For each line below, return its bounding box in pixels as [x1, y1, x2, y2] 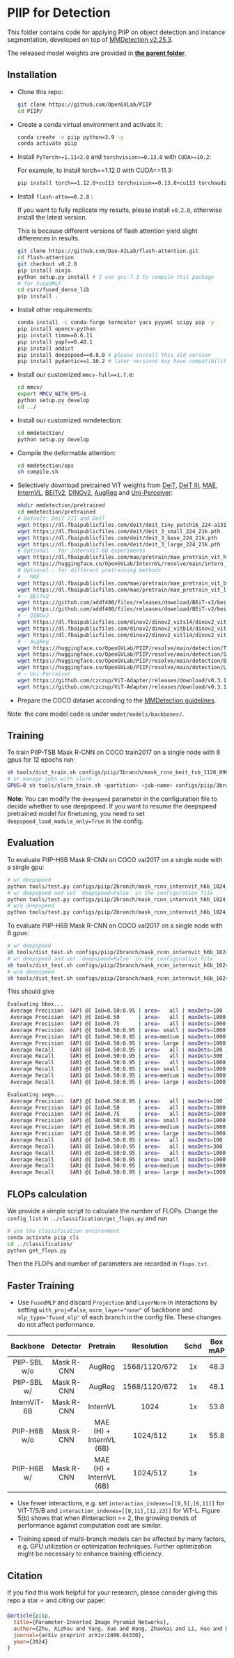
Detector [51, 1342, 81, 1351]
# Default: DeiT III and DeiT [17, 515, 106, 522]
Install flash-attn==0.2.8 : [17, 192, 93, 201]
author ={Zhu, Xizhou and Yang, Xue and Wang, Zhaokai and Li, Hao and [13, 1625, 223, 1632]
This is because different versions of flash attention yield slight [17, 227, 198, 235]
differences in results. [17, 234, 80, 243]
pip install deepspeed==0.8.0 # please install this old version [17, 351, 211, 358]
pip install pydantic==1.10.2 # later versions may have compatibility [17, 358, 230, 365]
